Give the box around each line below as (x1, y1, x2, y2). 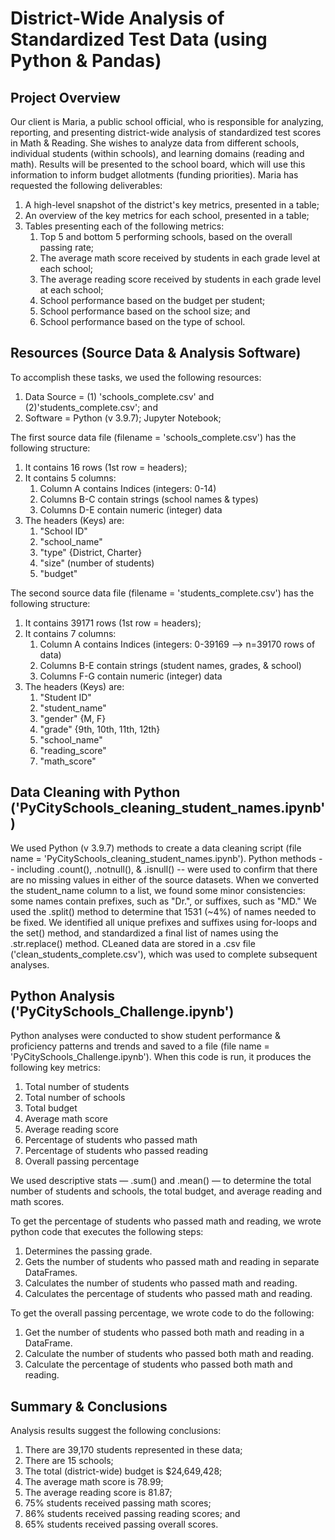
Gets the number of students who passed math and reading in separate (24, 1256, 320, 1268)
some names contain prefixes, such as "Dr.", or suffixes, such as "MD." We (10, 895, 317, 907)
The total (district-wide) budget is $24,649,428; (24, 1465, 223, 1477)
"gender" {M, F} (39, 712, 107, 724)
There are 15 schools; (24, 1455, 114, 1467)
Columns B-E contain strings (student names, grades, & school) (39, 659, 302, 671)
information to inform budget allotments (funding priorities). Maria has (10, 169, 299, 181)
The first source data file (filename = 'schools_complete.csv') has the (10, 431, 297, 443)
